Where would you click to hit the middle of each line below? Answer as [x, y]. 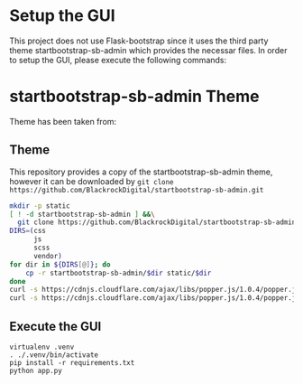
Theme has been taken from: [63, 121]
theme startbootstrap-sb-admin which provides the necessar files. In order [148, 50]
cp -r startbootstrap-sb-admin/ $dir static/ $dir [119, 273]
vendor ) [48, 256]
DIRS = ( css [28, 231]
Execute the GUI [55, 326]
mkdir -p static [40, 206]
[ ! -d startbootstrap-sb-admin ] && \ [82, 214]
